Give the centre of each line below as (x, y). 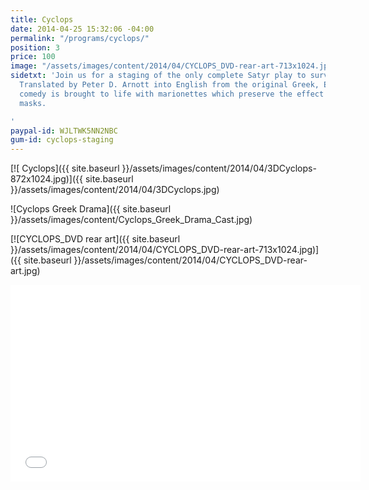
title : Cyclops (42, 19)
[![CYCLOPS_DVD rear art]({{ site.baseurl (95, 239)
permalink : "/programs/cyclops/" (80, 38)
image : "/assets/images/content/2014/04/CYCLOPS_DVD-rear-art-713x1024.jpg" (174, 66)
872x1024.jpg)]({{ (47, 179)
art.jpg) (25, 271)
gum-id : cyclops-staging (62, 140)
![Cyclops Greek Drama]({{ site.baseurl (91, 209)
